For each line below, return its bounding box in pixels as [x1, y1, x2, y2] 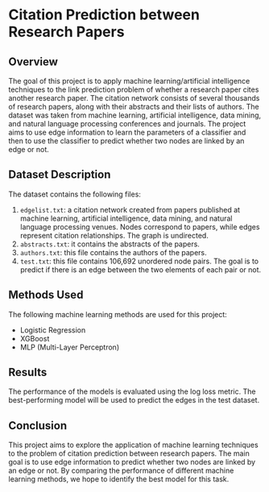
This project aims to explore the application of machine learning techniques [8, 440, 259, 450]
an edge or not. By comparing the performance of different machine [8, 465, 234, 476]
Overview [8, 55, 59, 68]
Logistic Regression [19, 325, 86, 335]
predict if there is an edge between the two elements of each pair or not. [19, 264, 262, 275]
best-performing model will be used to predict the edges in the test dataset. [8, 395, 260, 405]
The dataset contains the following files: [8, 189, 141, 199]
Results [8, 366, 48, 379]
